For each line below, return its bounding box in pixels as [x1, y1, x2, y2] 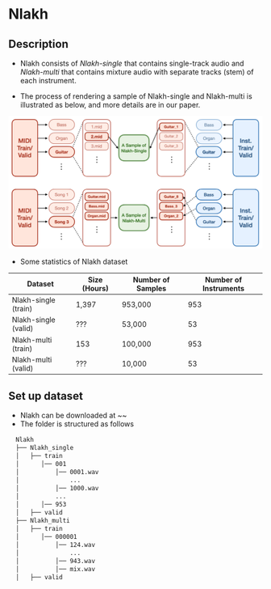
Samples [136, 283, 167, 293]
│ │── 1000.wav [15, 485, 99, 493]
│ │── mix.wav [15, 566, 95, 574]
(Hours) [81, 283, 109, 293]
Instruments [202, 283, 244, 293]
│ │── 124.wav [15, 541, 95, 549]
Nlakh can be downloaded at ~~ [19, 410, 127, 421]
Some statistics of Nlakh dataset [19, 256, 128, 267]
